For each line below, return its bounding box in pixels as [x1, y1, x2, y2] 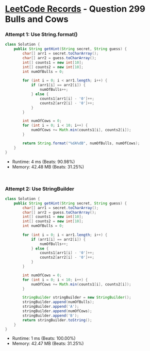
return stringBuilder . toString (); [22, 318, 92, 322]
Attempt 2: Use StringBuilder [5, 185, 74, 192]
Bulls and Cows [5, 14, 69, 25]
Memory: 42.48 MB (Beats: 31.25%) [12, 164, 84, 169]
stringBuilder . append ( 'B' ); [22, 313, 79, 318]
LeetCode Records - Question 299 [5, 3, 146, 15]
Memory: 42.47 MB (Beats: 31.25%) [12, 341, 84, 347]
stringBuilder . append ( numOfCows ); [22, 309, 92, 314]
